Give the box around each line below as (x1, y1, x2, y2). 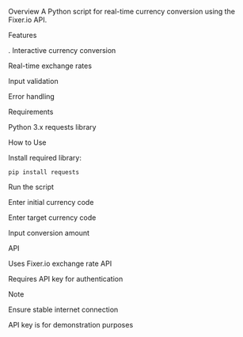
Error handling (8, 92, 55, 101)
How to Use (8, 138, 47, 147)
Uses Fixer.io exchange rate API (8, 259, 112, 268)
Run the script (8, 182, 54, 191)
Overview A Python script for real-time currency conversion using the (8, 7, 236, 16)
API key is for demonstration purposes (8, 320, 134, 329)
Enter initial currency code (8, 198, 94, 206)
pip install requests (8, 168, 80, 176)
